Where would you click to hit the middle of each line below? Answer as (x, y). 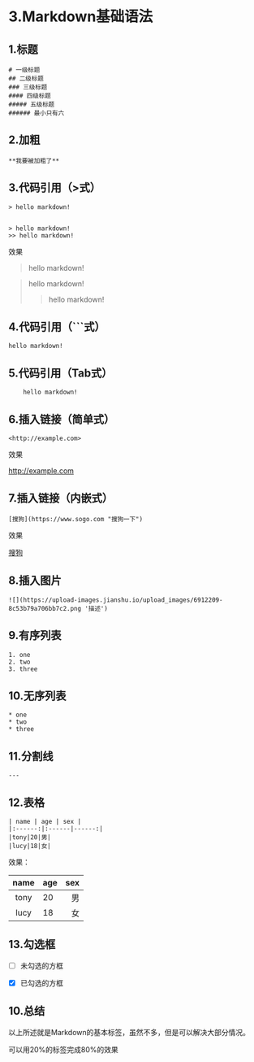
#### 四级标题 (30, 96)
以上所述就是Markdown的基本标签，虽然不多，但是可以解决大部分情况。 (129, 1032)
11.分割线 (31, 756)
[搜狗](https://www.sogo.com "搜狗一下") (76, 519)
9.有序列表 (35, 635)
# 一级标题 (24, 70)
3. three (23, 669)
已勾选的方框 (41, 983)
